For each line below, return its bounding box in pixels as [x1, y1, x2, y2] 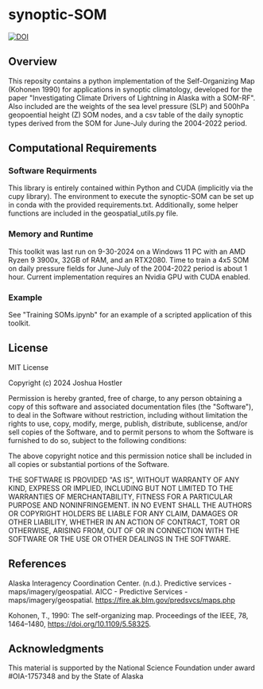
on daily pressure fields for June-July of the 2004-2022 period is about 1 [8, 263, 248, 273]
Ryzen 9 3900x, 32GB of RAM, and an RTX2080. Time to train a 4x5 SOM [8, 255, 249, 264]
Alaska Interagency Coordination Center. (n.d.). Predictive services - [8, 578, 232, 588]
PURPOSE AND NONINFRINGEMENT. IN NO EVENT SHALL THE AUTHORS [8, 500, 253, 510]
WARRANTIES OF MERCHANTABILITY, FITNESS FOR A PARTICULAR [8, 492, 233, 501]
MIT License [8, 362, 49, 372]
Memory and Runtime [8, 228, 94, 239]
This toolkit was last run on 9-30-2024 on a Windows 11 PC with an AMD [8, 247, 246, 256]
